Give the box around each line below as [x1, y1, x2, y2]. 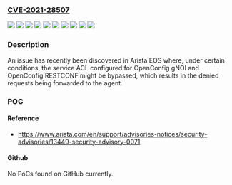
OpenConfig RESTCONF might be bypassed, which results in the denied [7, 71, 219, 80]
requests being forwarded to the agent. [7, 78, 123, 87]
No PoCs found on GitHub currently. [7, 169, 114, 178]
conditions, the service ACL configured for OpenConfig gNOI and [7, 63, 200, 72]
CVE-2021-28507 [7, 5, 70, 15]
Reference [7, 114, 39, 122]
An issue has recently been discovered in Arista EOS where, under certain [7, 55, 225, 65]
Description [7, 40, 49, 50]
